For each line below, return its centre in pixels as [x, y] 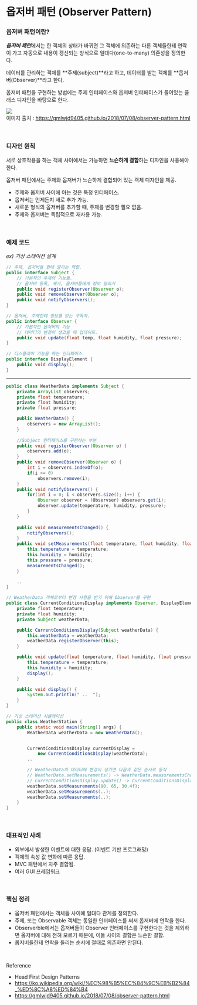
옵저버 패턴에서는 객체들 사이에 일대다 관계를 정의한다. [77, 913]
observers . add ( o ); [50, 451]
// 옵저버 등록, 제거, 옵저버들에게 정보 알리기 [66, 284]
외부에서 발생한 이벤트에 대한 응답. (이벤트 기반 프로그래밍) [81, 849]
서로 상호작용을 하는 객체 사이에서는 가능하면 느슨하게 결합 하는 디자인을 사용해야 [98, 160]
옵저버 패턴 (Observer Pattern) [79, 12]
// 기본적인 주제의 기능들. [45, 278]
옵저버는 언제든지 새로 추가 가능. [51, 199]
